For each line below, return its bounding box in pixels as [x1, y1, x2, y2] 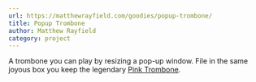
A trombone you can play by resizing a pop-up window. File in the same [8, 56, 249, 66]
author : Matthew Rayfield [8, 27, 96, 35]
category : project [8, 34, 71, 43]
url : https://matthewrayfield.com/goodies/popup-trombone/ [8, 11, 213, 20]
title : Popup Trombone [8, 19, 85, 27]
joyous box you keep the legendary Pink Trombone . [8, 65, 181, 75]
